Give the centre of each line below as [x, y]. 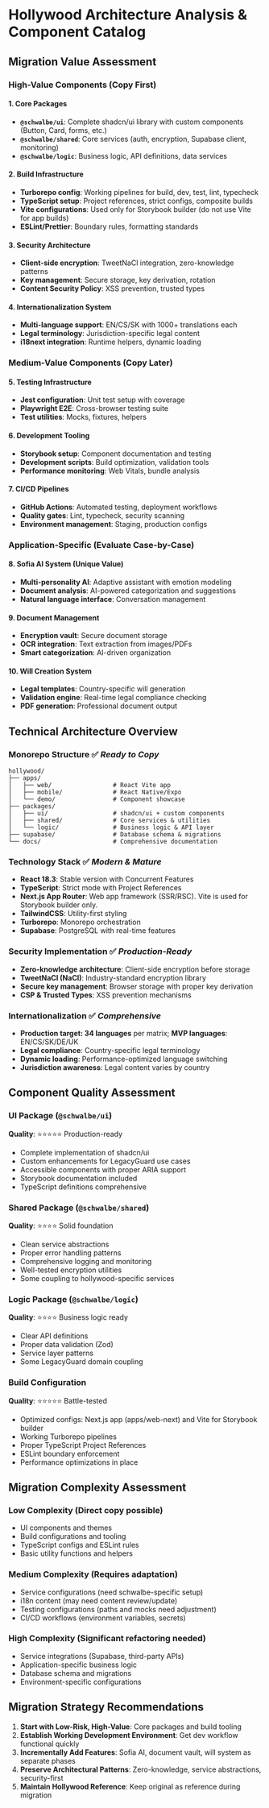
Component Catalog [77, 32]
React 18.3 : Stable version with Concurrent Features [107, 879]
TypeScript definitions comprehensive [83, 1187]
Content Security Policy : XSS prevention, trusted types [112, 288]
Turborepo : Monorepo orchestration [80, 922]
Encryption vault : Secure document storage [93, 636]
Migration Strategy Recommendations [106, 1707]
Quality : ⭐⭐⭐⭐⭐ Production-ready [66, 1134]
